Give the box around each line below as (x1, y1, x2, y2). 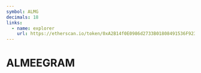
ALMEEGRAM (6, 56, 75, 70)
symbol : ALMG (6, 8, 39, 15)
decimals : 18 (6, 14, 39, 20)
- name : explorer (11, 25, 55, 31)
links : (6, 20, 23, 26)
